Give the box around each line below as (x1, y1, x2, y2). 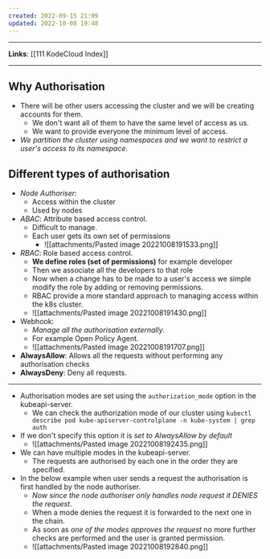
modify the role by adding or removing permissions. (31, 282, 203, 292)
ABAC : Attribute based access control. (19, 214, 148, 224)
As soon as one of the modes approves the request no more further (31, 524, 256, 535)
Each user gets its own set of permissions (31, 231, 171, 241)
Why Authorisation (8, 80, 106, 93)
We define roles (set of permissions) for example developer (31, 257, 233, 266)
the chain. (31, 516, 66, 526)
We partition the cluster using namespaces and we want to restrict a (19, 135, 247, 145)
